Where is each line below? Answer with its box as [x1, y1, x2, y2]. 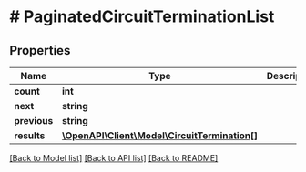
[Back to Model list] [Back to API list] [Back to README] [9, 153, 219, 163]
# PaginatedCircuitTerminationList [9, 6, 275, 27]
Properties [9, 43, 71, 58]
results [14, 129, 46, 142]
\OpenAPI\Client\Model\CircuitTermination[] [62, 129, 258, 142]
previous [14, 115, 54, 126]
